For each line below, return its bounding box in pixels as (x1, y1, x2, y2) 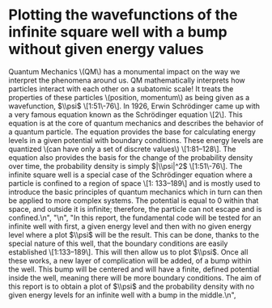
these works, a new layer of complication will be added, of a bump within (8, 255, 253, 265)
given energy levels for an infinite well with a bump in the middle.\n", (8, 289, 236, 300)
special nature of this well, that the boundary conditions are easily (8, 238, 228, 248)
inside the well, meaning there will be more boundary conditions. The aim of (8, 272, 261, 282)
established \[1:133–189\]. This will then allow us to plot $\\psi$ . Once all (8, 247, 249, 256)
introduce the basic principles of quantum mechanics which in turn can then (8, 187, 263, 196)
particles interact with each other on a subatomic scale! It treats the (8, 83, 234, 94)
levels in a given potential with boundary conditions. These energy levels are (8, 135, 264, 145)
